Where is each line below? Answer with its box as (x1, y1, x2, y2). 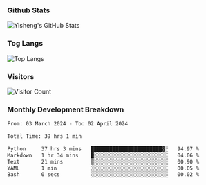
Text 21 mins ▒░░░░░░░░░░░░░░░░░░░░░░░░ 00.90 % (7, 158, 199, 165)
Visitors (7, 71, 35, 81)
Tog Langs (7, 39, 44, 49)
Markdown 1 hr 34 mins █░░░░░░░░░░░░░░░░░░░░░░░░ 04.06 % (7, 152, 199, 159)
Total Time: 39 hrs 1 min (7, 133, 82, 140)
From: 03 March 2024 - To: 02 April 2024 (7, 121, 129, 127)
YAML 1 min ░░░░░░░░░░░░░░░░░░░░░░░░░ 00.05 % (7, 165, 199, 172)
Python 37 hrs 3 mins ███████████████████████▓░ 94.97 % (7, 145, 199, 152)
